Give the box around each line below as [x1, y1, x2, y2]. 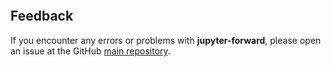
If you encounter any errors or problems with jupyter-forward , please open [10, 34, 322, 46]
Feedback [10, 8, 74, 25]
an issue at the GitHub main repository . [10, 45, 171, 57]
